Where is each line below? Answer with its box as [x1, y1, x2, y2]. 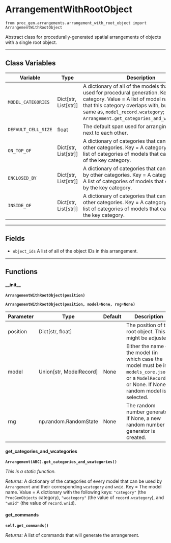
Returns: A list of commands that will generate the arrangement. [5, 532, 140, 538]
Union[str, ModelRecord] [38, 368, 98, 376]
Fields [5, 234, 25, 243]
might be [126, 334, 148, 341]
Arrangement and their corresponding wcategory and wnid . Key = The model [5, 484, 162, 490]
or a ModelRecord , [126, 375, 167, 382]
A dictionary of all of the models [83, 83, 159, 90]
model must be [126, 362, 162, 369]
